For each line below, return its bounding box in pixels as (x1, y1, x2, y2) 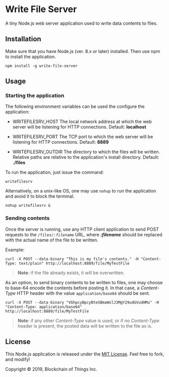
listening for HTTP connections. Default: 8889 (12, 139, 109, 145)
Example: (5, 246, 25, 253)
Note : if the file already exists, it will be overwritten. (17, 270, 125, 276)
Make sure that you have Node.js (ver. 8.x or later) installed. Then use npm (5, 48, 160, 54)
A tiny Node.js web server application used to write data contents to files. (5, 20, 158, 26)
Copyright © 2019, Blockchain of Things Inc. (5, 366, 97, 372)
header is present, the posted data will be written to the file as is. (17, 323, 153, 329)
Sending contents (5, 215, 50, 222)
